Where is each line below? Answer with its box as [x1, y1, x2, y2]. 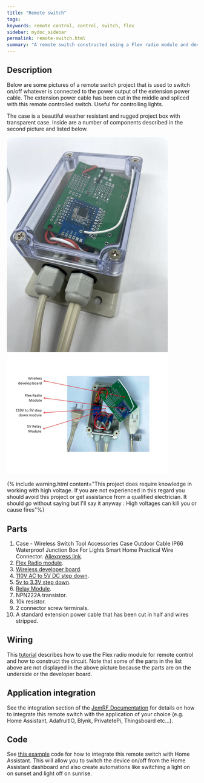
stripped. [15, 617, 39, 625]
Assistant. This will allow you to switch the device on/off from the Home [7, 757, 186, 764]
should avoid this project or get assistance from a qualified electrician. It [7, 493, 187, 501]
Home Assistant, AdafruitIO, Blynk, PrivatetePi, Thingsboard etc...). [7, 717, 173, 724]
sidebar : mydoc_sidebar [7, 29, 67, 35]
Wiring [7, 635, 33, 645]
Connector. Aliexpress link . [15, 553, 83, 560]
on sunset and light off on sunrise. [7, 770, 93, 777]
